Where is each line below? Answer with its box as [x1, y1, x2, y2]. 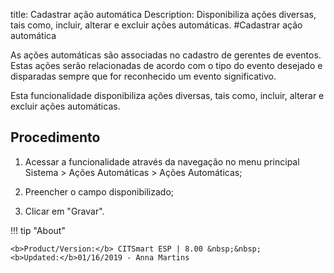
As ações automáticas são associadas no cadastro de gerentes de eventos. [10, 49, 322, 61]
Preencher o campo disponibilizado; [24, 185, 175, 198]
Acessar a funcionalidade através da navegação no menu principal [24, 155, 300, 168]
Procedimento [10, 129, 101, 146]
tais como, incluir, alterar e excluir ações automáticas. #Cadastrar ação [10, 19, 303, 31]
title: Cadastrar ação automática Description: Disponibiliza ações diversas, [10, 9, 317, 20]
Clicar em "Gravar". [24, 205, 105, 217]
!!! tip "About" [10, 224, 66, 236]
